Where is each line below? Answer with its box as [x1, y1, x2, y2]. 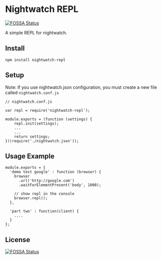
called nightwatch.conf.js [5, 89, 59, 95]
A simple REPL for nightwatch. [5, 29, 67, 35]
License [5, 236, 30, 244]
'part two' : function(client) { [9, 209, 79, 214]
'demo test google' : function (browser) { [9, 170, 101, 175]
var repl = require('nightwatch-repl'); [5, 108, 91, 113]
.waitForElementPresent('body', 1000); [18, 183, 101, 188]
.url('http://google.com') [18, 178, 75, 183]
